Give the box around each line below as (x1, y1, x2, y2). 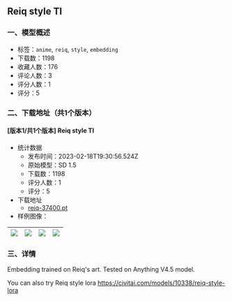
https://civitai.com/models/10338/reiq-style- (97, 279, 225, 287)
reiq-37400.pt (27, 203, 68, 212)
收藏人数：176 (17, 62, 58, 71)
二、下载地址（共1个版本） (7, 108, 96, 117)
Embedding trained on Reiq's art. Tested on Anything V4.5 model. (7, 265, 195, 274)
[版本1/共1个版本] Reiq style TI (7, 126, 95, 135)
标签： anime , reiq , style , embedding (17, 45, 118, 53)
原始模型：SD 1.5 (27, 161, 77, 169)
